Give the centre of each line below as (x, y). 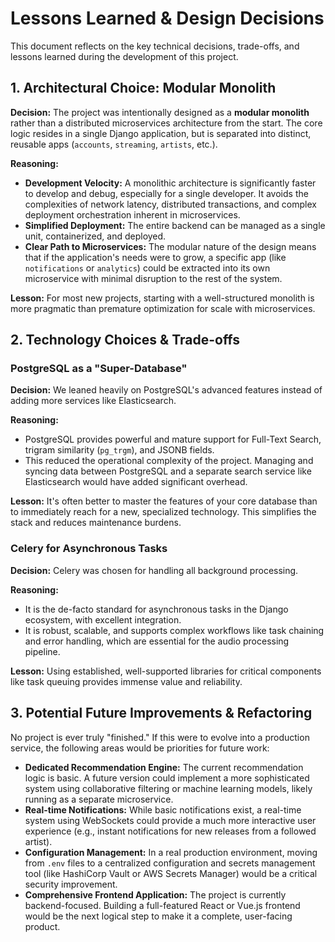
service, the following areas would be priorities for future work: (140, 748)
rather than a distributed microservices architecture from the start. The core (166, 123)
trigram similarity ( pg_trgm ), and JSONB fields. (119, 450)
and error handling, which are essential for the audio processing (157, 641)
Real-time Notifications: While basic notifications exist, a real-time (163, 809)
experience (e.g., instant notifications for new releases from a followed (170, 831)
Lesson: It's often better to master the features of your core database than (164, 501)
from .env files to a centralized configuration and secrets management (170, 863)
